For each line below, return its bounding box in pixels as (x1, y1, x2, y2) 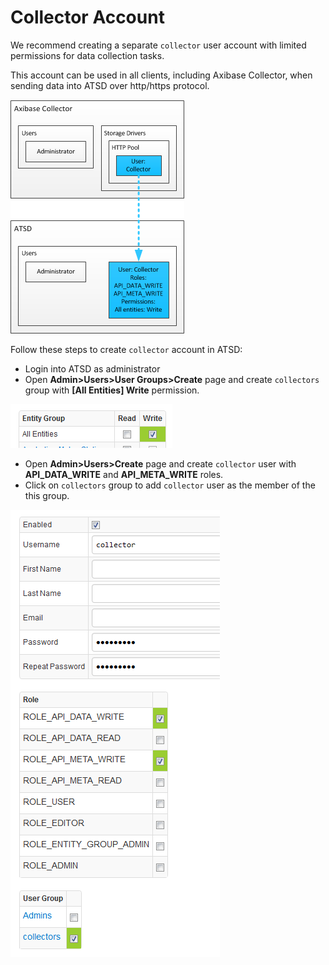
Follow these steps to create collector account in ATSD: (10, 343, 243, 355)
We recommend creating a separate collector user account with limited (10, 39, 307, 51)
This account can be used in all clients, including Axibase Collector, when (10, 69, 313, 81)
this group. (24, 489, 70, 501)
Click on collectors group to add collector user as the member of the (24, 479, 316, 491)
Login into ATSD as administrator (24, 362, 161, 375)
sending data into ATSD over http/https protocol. (10, 79, 210, 91)
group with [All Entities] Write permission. (24, 384, 200, 396)
